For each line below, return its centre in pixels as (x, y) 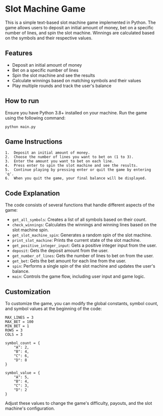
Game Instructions (34, 141)
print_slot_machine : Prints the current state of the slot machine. (76, 240)
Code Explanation (32, 193)
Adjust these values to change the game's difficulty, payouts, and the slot (79, 403)
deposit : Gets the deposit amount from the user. (60, 251)
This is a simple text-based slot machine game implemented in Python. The (81, 22)
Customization (28, 292)
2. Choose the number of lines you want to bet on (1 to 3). (69, 157)
